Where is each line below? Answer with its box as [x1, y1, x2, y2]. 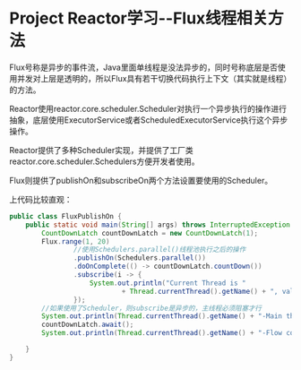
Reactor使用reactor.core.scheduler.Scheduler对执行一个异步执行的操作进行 [9, 103, 287, 114]
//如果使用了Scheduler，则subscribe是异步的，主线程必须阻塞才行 [41, 304, 262, 313]
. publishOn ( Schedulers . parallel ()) [73, 254, 206, 262]
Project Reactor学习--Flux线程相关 [9, 8, 269, 29]
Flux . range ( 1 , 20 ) [41, 237, 110, 246]
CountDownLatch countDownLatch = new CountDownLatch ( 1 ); [41, 228, 258, 237]
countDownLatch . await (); [41, 320, 134, 330]
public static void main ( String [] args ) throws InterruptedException [25, 220, 291, 229]
